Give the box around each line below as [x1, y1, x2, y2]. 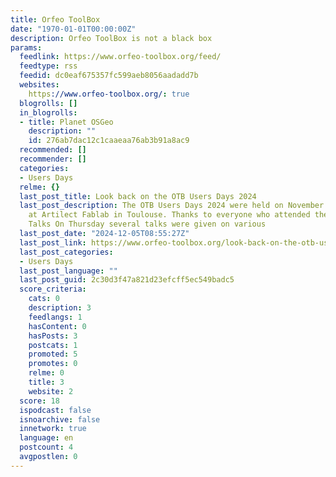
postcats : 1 [28, 340, 78, 350]
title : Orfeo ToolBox [10, 14, 101, 25]
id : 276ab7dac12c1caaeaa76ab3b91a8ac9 [28, 136, 190, 146]
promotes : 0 [28, 359, 78, 369]
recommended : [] [19, 145, 87, 155]
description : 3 [28, 303, 92, 313]
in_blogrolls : [19, 107, 78, 118]
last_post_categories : [19, 247, 114, 257]
